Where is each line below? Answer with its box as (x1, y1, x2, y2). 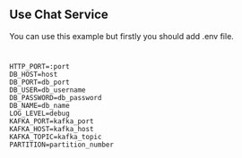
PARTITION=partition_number (9, 140, 115, 149)
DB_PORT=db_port (9, 78, 70, 87)
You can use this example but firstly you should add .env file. (9, 30, 235, 41)
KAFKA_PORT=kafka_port (9, 117, 94, 126)
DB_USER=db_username (9, 86, 87, 95)
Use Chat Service (9, 7, 109, 22)
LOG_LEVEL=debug (9, 109, 70, 118)
